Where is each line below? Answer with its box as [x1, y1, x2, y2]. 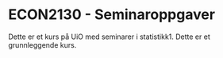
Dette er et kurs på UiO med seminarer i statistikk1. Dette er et [8, 32, 210, 41]
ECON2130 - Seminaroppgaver [8, 6, 216, 24]
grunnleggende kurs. [8, 40, 77, 49]
